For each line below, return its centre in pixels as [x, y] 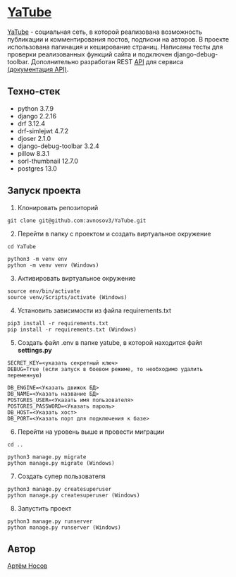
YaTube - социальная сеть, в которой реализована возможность [105, 32]
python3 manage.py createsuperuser [60, 489]
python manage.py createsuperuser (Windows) [74, 495]
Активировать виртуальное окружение [76, 278]
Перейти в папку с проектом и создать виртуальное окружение [114, 233]
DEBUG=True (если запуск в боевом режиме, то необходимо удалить [105, 369]
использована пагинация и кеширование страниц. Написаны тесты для [115, 47]
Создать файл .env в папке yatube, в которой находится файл [110, 342]
